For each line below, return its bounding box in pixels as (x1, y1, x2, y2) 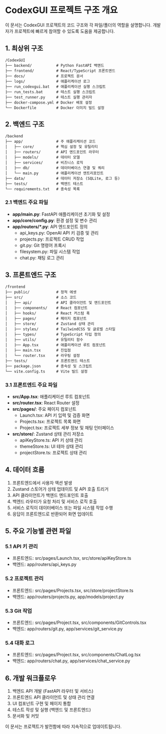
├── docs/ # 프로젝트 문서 (5, 73, 83, 79)
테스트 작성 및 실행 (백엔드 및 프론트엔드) (12, 707, 91, 713)
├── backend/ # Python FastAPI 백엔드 (5, 63, 105, 68)
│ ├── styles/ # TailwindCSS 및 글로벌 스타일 (5, 327, 115, 332)
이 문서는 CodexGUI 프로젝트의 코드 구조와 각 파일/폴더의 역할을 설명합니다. (5, 22, 152, 28)
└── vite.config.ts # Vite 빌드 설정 (5, 369, 88, 374)
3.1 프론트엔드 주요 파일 (5, 381, 58, 388)
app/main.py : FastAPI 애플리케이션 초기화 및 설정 (12, 211, 111, 217)
